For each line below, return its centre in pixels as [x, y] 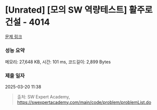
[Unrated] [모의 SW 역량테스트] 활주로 [79, 10]
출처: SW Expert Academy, [43, 97]
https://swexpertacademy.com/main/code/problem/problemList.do [84, 102]
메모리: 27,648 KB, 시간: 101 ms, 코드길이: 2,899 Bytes [58, 62]
